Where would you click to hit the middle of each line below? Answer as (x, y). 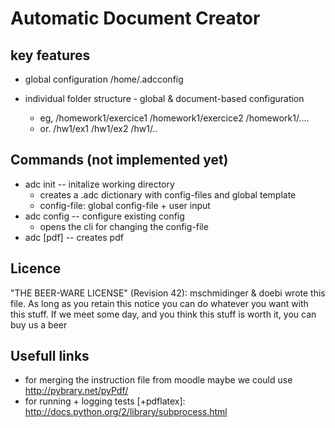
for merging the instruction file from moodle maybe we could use (158, 380)
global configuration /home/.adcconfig (104, 79)
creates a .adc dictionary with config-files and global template (168, 194)
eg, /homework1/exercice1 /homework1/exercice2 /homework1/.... (174, 118)
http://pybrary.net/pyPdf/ (76, 391)
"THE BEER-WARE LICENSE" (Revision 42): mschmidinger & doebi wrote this (168, 293)
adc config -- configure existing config (104, 216)
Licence (36, 268)
